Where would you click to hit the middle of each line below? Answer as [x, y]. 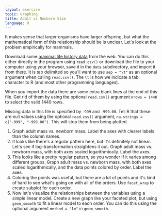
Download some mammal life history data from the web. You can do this [77, 57]
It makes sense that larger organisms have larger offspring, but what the [77, 37]
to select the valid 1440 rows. [34, 102]
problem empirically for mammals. [39, 47]
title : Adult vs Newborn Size [36, 18]
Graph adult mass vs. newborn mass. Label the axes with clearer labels [83, 131]
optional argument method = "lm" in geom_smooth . [60, 209]
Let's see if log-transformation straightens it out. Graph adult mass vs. [82, 147]
